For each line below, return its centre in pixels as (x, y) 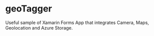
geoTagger (29, 9)
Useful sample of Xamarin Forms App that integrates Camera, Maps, (77, 22)
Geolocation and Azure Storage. (39, 27)
